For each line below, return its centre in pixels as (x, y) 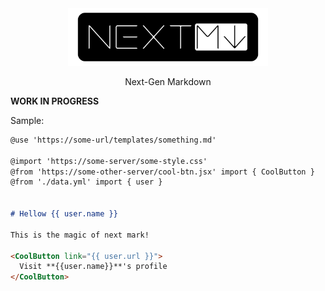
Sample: (27, 120)
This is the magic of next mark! (80, 235)
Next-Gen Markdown (168, 81)
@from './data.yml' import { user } (86, 182)
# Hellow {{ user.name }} (64, 214)
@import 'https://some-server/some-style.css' (109, 161)
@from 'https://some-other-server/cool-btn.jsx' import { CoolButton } (162, 172)
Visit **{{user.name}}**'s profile (93, 267)
